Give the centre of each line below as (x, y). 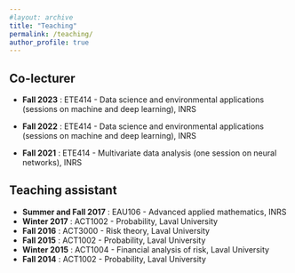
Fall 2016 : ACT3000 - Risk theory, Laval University (116, 230)
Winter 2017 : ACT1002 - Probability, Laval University (120, 221)
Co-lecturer (42, 78)
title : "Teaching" (43, 26)
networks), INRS (52, 163)
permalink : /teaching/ (51, 34)
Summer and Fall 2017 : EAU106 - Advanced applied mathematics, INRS (154, 212)
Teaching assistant (63, 191)
